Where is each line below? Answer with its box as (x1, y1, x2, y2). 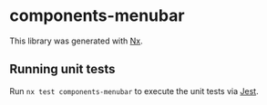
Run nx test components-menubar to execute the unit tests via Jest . (9, 85, 259, 96)
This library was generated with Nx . (9, 35, 143, 46)
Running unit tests (9, 62, 116, 77)
